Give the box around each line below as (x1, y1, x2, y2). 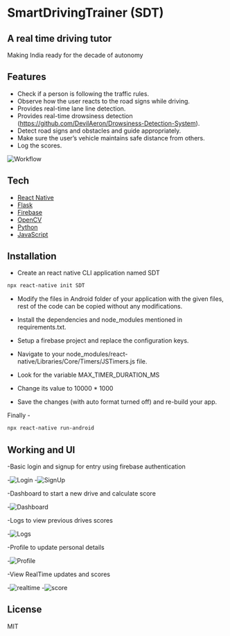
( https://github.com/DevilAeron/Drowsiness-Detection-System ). (17, 119, 200, 127)
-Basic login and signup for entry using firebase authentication (7, 462, 186, 471)
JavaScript (17, 230, 48, 238)
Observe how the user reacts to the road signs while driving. (17, 97, 191, 105)
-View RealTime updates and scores (7, 570, 111, 578)
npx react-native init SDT (7, 282, 85, 289)
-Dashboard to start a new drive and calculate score (7, 489, 156, 498)
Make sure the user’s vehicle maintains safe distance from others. (17, 133, 206, 142)
